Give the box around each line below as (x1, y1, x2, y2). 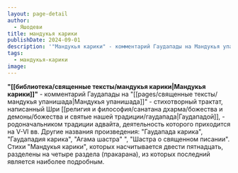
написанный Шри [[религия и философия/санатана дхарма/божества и (7, 105, 223, 113)
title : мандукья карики (7, 30, 78, 37)
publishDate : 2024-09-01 (7, 37, 81, 44)
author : (7, 17, 30, 24)
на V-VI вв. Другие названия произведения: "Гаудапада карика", (7, 127, 203, 136)
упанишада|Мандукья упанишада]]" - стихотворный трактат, (38, 97, 223, 106)
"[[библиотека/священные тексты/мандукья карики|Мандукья (7, 82, 206, 90)
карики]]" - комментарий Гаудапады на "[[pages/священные (7, 90, 193, 98)
